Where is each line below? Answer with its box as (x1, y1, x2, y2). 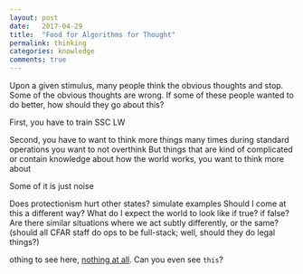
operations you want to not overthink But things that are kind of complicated (9, 144, 294, 155)
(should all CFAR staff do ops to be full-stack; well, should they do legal (9, 227, 276, 238)
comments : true (9, 55, 67, 64)
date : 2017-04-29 (9, 22, 83, 31)
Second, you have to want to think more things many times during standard (9, 135, 289, 145)
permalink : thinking (9, 38, 88, 48)
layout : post (9, 13, 59, 23)
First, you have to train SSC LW (9, 117, 126, 128)
